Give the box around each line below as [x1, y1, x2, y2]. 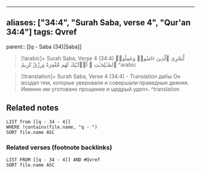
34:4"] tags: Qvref [6, 27, 77, 37]
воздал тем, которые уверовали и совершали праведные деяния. [20, 79, 190, 86]
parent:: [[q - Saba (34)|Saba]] [6, 43, 82, 50]
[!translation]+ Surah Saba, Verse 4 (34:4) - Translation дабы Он [20, 73, 181, 80]
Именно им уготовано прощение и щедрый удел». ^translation [20, 85, 180, 93]
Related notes [6, 103, 59, 113]
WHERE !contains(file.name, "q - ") [6, 124, 98, 130]
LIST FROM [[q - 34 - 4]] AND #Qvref [6, 157, 100, 163]
